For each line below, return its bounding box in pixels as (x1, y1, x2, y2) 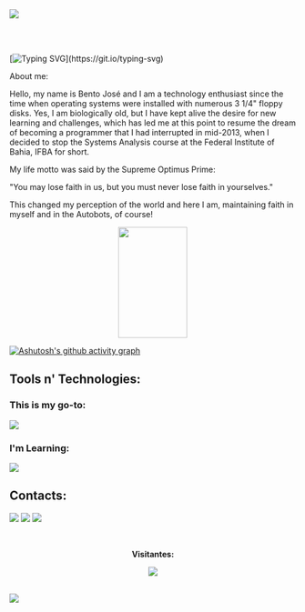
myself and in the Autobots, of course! (9, 209, 153, 219)
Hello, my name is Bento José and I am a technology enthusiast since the (9, 88, 284, 99)
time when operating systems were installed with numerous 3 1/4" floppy (9, 98, 284, 108)
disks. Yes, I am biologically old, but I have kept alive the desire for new (9, 108, 277, 118)
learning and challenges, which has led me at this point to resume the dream (9, 117, 296, 128)
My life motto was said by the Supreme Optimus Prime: (9, 164, 216, 175)
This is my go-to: (9, 399, 86, 412)
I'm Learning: (9, 441, 70, 454)
